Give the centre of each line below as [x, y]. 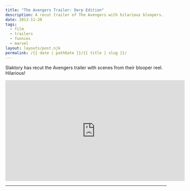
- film [17, 29]
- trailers [22, 34]
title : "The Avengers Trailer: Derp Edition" [55, 10]
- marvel [19, 44]
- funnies [20, 39]
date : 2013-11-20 [24, 19]
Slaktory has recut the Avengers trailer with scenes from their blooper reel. [84, 68]
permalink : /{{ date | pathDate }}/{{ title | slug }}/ [66, 53]
